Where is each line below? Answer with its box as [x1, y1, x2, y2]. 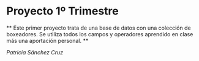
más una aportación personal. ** [6, 37, 89, 44]
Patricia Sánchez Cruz [6, 48, 63, 56]
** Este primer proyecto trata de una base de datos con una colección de [6, 24, 191, 31]
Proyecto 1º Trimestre [6, 4, 119, 18]
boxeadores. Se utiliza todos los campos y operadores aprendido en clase [6, 30, 193, 37]
